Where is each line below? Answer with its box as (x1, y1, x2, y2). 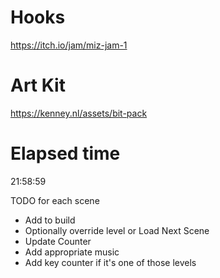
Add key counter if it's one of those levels (24, 256, 197, 268)
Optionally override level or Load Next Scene (24, 224, 210, 236)
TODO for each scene (10, 194, 100, 206)
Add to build (24, 214, 76, 226)
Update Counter (24, 235, 92, 247)
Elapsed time (10, 142, 121, 165)
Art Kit (10, 74, 66, 97)
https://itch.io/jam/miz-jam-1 (10, 39, 128, 51)
